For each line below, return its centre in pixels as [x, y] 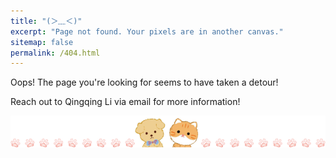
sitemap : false [42, 42]
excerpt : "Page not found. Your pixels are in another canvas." [147, 31]
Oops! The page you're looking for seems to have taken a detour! [144, 82]
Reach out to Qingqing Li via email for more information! [125, 102]
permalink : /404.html [55, 53]
